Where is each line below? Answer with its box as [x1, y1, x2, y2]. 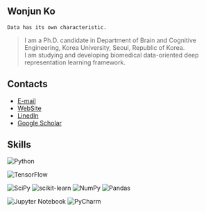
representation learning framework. [24, 58, 126, 67]
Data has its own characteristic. [7, 24, 108, 30]
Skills [7, 139, 31, 151]
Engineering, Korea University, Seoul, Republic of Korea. [24, 43, 185, 51]
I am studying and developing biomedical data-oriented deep [24, 51, 199, 59]
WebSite [17, 104, 42, 112]
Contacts [7, 78, 49, 90]
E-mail [17, 96, 36, 105]
